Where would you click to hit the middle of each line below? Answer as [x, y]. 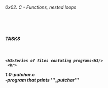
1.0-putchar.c [20, 75]
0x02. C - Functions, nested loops [41, 7]
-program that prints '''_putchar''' [42, 80]
